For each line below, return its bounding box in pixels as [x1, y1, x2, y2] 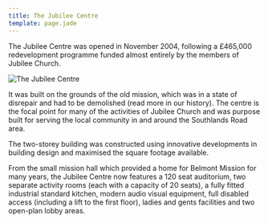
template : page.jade [8, 19, 78, 27]
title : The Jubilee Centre [8, 11, 99, 20]
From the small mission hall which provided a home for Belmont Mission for [8, 163, 257, 172]
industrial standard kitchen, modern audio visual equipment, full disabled [8, 189, 249, 198]
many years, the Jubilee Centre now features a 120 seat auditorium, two [8, 172, 246, 181]
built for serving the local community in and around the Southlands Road [8, 115, 248, 124]
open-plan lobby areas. [8, 205, 86, 215]
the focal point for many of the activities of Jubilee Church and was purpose [8, 106, 261, 116]
